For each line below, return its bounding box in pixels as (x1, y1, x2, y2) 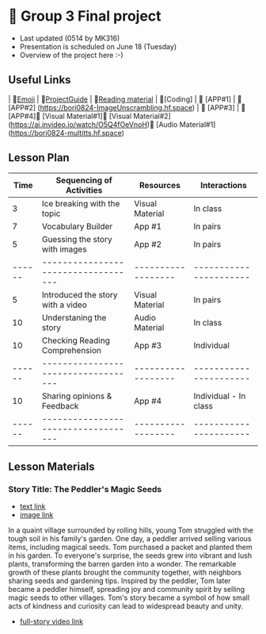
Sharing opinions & (41, 390, 112, 402)
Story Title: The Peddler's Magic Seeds (8, 483, 162, 494)
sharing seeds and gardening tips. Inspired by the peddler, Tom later (8, 576, 231, 586)
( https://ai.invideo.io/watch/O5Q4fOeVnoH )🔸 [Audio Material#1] (8, 119, 216, 129)
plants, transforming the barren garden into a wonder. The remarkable (8, 559, 237, 569)
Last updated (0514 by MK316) (19, 33, 120, 43)
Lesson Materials (8, 459, 95, 473)
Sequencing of (55, 175, 112, 186)
